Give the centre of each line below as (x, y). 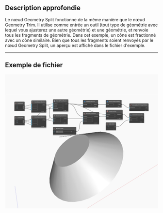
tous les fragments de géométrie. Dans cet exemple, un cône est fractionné (81, 35)
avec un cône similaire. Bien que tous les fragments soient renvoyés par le (79, 40)
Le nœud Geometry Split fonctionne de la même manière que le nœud (75, 19)
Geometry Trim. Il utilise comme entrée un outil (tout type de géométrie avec (81, 25)
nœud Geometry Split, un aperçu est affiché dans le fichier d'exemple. (75, 45)
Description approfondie (43, 8)
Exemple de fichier (34, 65)
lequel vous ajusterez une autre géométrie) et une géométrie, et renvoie (77, 30)
